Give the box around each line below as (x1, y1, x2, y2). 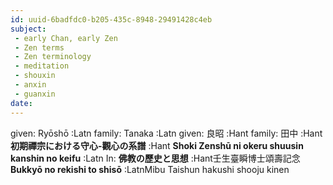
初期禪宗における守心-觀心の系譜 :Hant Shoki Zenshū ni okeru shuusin (10, 139, 304, 151)
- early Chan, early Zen (14, 33, 118, 43)
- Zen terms (14, 42, 65, 53)
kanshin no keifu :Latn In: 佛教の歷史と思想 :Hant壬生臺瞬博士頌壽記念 (10, 152, 301, 164)
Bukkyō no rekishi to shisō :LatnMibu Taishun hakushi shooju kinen (10, 163, 290, 175)
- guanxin (14, 89, 56, 99)
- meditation (14, 61, 70, 71)
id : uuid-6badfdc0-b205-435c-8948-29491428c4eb (10, 14, 213, 25)
